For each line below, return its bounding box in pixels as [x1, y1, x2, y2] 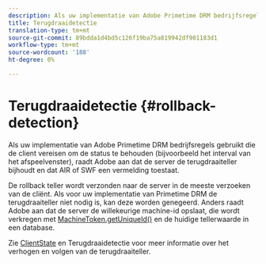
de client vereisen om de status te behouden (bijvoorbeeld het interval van [8, 148, 251, 158]
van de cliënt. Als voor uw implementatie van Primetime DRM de [8, 189, 218, 198]
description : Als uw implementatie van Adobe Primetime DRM [8, 11, 211, 20]
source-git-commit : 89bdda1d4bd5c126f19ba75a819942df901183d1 [8, 33, 218, 42]
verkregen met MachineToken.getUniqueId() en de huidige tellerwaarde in [8, 214, 249, 224]
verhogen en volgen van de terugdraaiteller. [8, 247, 151, 256]
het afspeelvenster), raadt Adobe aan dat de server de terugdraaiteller [8, 156, 237, 166]
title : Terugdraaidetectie [8, 19, 97, 27]
